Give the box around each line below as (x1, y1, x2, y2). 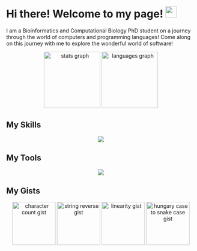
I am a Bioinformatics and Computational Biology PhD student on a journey (6, 27, 191, 34)
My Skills (6, 120, 41, 130)
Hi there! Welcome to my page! (6, 7, 163, 21)
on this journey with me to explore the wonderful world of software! (6, 40, 173, 47)
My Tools (6, 153, 41, 163)
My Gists (6, 186, 40, 196)
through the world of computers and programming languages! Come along (6, 33, 191, 40)
